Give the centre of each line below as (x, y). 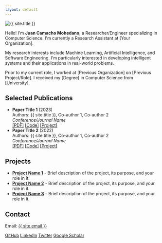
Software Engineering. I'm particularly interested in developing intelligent (78, 58)
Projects (18, 161)
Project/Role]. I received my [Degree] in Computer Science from (69, 77)
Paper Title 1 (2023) (32, 110)
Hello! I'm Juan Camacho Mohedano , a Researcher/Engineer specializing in (81, 33)
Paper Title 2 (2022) (33, 131)
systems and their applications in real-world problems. (60, 63)
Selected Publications (39, 98)
